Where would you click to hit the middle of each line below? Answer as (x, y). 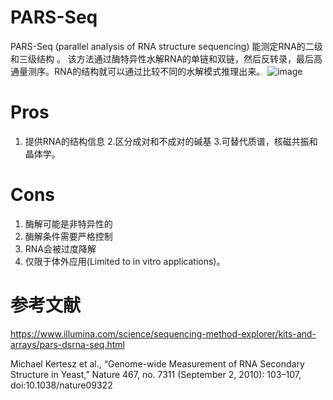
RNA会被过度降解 (60, 248)
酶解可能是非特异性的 (68, 223)
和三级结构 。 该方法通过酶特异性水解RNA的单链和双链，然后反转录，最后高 (166, 58)
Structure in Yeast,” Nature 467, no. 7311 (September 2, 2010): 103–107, (156, 374)
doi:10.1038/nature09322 (61, 385)
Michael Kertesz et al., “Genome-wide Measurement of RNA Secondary (157, 363)
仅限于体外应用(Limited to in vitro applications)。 (125, 261)
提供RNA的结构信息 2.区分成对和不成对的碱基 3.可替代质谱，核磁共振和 (171, 141)
